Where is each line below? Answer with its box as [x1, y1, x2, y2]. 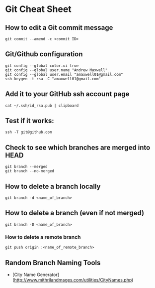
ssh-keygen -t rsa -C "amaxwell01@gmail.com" [5, 76, 101, 81]
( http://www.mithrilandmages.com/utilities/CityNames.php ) [12, 277, 134, 283]
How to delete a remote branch [5, 233, 81, 240]
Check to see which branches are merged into [5, 143, 151, 151]
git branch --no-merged [5, 168, 55, 174]
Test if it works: [5, 117, 54, 125]
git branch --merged [5, 164, 48, 169]
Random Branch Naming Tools [5, 258, 101, 267]
